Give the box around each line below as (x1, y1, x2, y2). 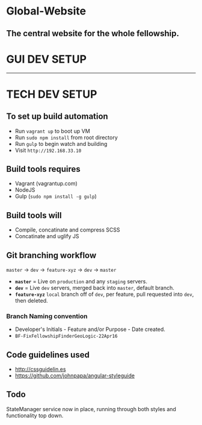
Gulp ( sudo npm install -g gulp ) (14, 193, 97, 200)
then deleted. (14, 297, 48, 304)
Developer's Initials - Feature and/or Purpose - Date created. (14, 326, 165, 333)
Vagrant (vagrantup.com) (14, 180, 78, 187)
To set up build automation (6, 112, 108, 122)
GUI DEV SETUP (6, 52, 87, 66)
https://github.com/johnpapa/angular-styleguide (14, 372, 135, 379)
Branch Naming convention (6, 312, 88, 320)
